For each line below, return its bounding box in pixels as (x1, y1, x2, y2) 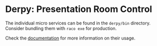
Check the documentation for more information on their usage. (5, 35, 136, 41)
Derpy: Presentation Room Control (5, 3, 152, 15)
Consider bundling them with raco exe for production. (5, 25, 117, 31)
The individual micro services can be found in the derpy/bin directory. (5, 20, 150, 26)
